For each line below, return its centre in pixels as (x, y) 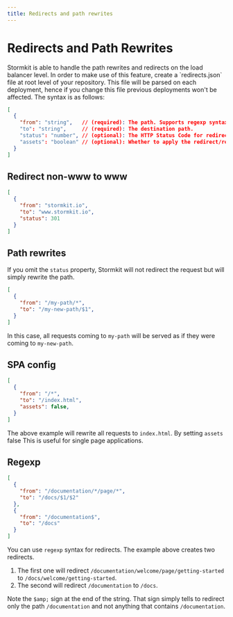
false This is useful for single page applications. (75, 440)
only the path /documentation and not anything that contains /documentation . (116, 607)
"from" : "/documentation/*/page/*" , (73, 491)
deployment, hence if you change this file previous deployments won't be (112, 89)
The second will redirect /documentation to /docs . (87, 586)
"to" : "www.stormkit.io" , (57, 212)
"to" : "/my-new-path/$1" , (57, 309)
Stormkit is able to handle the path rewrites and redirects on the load (105, 67)
